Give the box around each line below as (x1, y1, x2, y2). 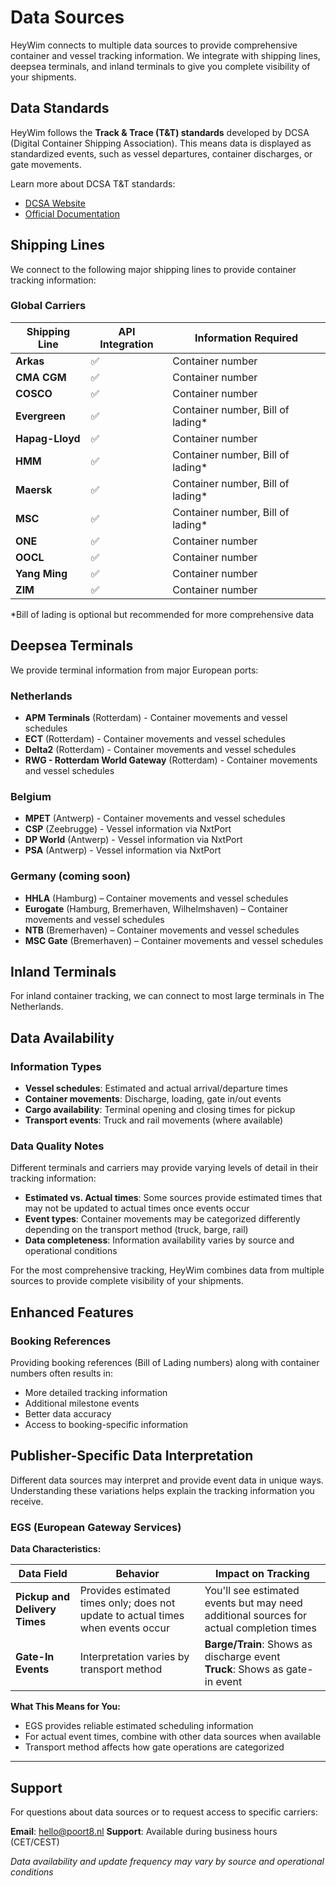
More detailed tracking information (24, 1387, 168, 1399)
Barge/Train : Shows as (204, 1637, 313, 1651)
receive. (10, 1495, 44, 1507)
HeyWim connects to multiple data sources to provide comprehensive (10, 39, 298, 51)
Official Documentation (24, 207, 120, 220)
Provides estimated (79, 1584, 171, 1598)
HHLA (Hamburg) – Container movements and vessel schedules (24, 892, 289, 904)
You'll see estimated (204, 1584, 300, 1598)
